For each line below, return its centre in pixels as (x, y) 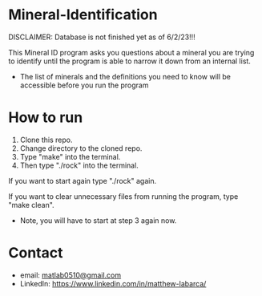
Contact (36, 253)
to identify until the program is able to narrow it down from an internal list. (129, 61)
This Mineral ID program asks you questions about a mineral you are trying (131, 52)
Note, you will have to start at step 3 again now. (98, 220)
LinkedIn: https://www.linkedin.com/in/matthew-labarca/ (113, 283)
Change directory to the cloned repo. (81, 148)
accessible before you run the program (84, 85)
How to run (46, 118)
